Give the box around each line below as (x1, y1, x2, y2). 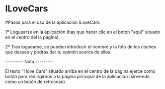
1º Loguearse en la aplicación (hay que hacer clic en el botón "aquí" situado (5, 29, 161, 35)
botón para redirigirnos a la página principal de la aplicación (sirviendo (5, 73, 150, 79)
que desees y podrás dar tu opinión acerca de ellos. (5, 49, 112, 55)
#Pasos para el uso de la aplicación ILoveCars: (5, 19, 101, 25)
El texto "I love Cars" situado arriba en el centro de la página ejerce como (5, 68, 156, 74)
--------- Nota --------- (5, 58, 54, 64)
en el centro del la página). (5, 34, 60, 40)
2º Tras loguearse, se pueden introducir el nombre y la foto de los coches (5, 44, 157, 49)
